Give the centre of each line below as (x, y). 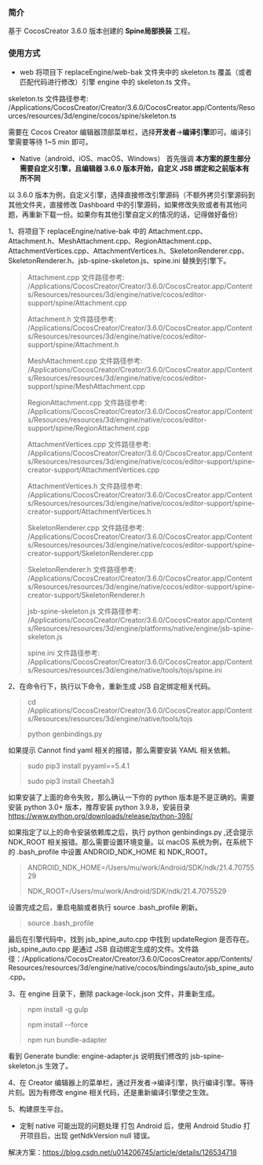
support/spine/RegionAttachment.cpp (88, 428)
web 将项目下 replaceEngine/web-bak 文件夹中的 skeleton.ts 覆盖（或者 (136, 71)
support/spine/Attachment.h (73, 344)
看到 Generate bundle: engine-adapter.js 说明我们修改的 (99, 1056)
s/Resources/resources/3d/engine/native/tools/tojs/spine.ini (124, 670)
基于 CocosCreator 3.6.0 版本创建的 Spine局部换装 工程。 (101, 31)
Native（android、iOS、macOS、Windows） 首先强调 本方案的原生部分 (135, 158)
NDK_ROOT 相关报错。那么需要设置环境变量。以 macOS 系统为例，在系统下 (131, 841)
